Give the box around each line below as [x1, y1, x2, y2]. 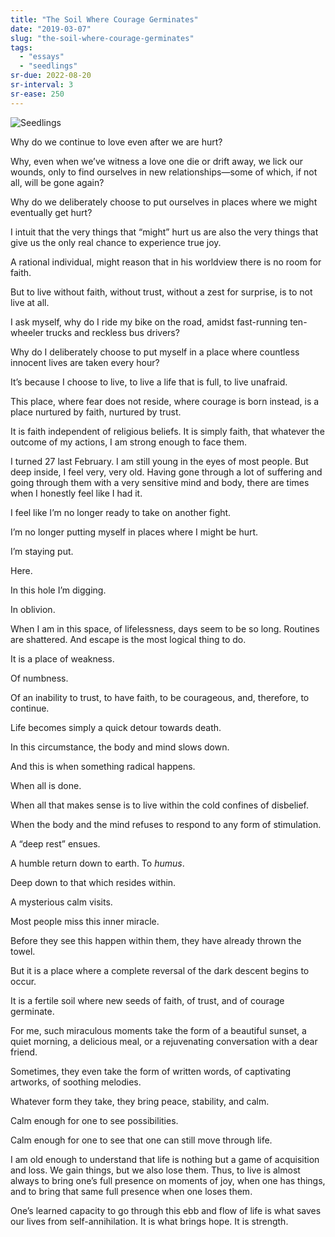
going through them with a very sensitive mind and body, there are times [10, 476, 310, 488]
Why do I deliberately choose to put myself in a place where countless [10, 346, 300, 358]
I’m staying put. [10, 545, 74, 557]
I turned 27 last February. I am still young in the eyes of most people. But [10, 455, 309, 467]
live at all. [10, 296, 50, 308]
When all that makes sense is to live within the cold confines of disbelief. [10, 799, 310, 811]
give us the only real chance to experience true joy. [10, 236, 222, 248]
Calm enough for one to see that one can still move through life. [10, 1134, 273, 1146]
